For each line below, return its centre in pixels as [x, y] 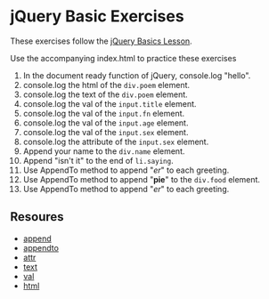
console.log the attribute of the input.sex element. [116, 141]
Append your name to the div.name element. [104, 151]
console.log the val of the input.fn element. [104, 113]
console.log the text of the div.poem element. [105, 94]
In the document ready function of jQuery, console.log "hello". [137, 75]
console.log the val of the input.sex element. [106, 132]
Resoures [37, 217]
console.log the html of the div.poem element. [106, 85]
